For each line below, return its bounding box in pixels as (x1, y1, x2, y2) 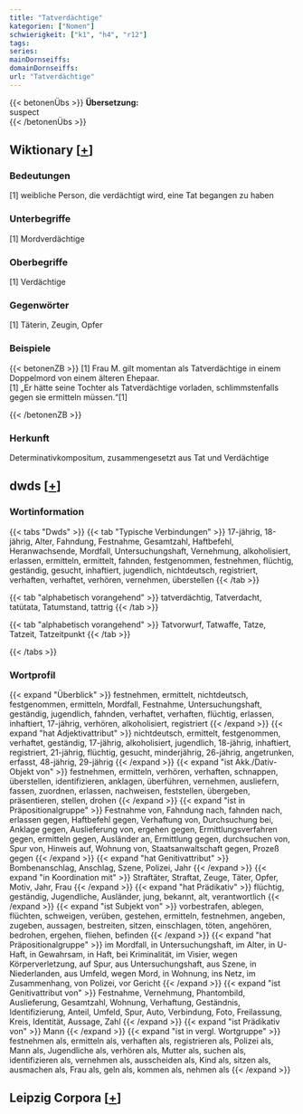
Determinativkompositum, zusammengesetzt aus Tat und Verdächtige (9, 452, 270, 462)
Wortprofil (9, 669, 56, 681)
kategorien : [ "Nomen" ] (9, 22, 95, 31)
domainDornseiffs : (9, 64, 79, 73)
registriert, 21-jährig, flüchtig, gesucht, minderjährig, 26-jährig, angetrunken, (9, 747, 295, 757)
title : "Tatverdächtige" (9, 13, 103, 23)
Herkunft (9, 432, 50, 444)
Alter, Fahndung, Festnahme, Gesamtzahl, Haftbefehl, (34, 536, 234, 547)
